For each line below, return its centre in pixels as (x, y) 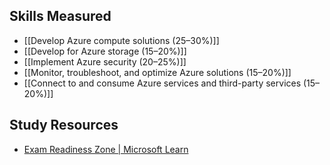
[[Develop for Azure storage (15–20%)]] (105, 51)
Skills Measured (60, 16)
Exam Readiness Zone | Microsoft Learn (106, 149)
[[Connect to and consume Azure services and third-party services (162, 83)
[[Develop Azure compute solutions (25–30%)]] (121, 40)
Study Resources (64, 125)
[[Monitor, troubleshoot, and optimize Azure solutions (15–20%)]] (157, 72)
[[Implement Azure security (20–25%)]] (105, 61)
